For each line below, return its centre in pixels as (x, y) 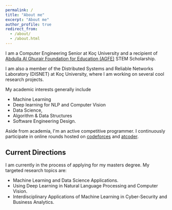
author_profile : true (28, 24)
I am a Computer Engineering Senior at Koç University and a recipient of (81, 53)
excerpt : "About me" (27, 19)
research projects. (25, 79)
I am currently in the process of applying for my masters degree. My (78, 165)
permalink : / (19, 10)
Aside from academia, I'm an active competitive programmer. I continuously (85, 131)
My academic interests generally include (48, 89)
